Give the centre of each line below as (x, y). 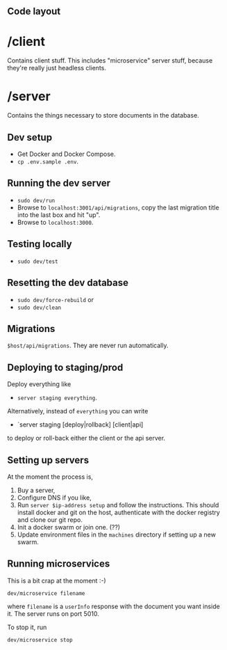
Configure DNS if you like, (54, 498)
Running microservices (59, 564)
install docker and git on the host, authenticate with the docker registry (118, 512)
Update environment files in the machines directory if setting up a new (117, 534)
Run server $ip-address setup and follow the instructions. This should (118, 505)
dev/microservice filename (46, 593)
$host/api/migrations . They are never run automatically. (88, 346)
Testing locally (40, 244)
